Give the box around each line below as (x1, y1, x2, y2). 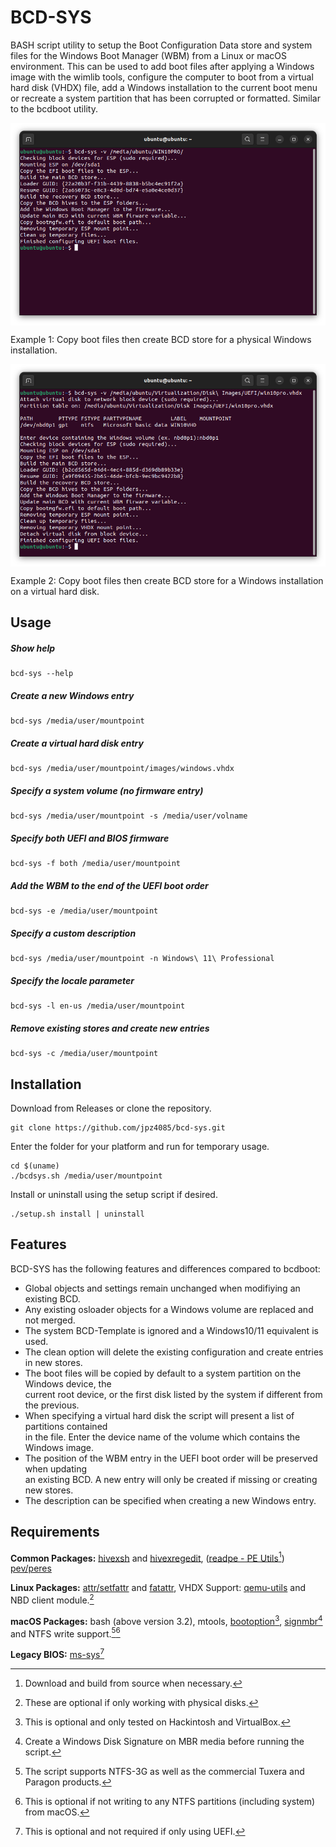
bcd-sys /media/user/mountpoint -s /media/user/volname (10, 811, 248, 821)
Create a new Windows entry (10, 689, 135, 701)
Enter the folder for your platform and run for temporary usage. (10, 1140, 270, 1152)
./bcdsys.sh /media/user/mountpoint (10, 1171, 163, 1181)
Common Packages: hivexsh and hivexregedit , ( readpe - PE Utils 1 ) (10, 1550, 285, 1564)
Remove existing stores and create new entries (10, 1022, 210, 1034)
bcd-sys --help (10, 669, 74, 679)
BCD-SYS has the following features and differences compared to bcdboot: (10, 1262, 321, 1275)
